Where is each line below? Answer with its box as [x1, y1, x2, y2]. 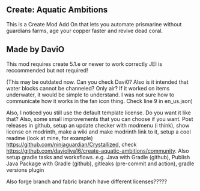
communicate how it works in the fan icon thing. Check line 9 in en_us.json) [6, 97, 193, 104]
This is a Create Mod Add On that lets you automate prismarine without [6, 20, 182, 28]
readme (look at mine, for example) [6, 134, 93, 141]
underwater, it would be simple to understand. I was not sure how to [6, 91, 175, 98]
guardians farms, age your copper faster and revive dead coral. [6, 27, 163, 34]
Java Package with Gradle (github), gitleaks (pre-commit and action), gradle [6, 160, 195, 167]
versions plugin [6, 166, 44, 173]
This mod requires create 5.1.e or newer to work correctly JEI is [6, 60, 163, 68]
